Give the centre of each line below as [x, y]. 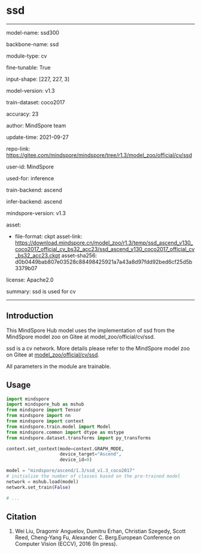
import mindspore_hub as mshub [45, 404]
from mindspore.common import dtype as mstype [65, 432]
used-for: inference [30, 178]
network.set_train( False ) [38, 487]
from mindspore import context [45, 421]
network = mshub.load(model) [42, 482]
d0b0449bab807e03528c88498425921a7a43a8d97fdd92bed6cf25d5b [103, 262]
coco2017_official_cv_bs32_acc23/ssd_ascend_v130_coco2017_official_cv [105, 249]
